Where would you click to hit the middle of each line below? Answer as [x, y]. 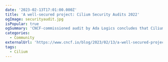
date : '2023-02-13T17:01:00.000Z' [41, 10]
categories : [17, 33]
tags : [11, 47]
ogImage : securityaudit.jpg [34, 19]
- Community [22, 38]
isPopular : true [22, 24]
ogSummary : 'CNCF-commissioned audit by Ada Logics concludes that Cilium [85, 28]
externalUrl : [19, 42]
